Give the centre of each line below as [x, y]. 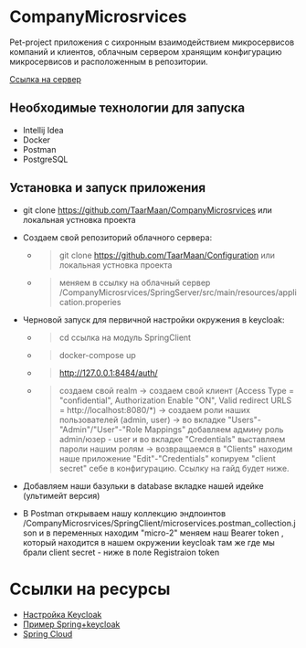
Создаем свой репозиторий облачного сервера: [117, 237]
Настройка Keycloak [62, 614]
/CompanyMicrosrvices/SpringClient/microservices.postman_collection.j [159, 523]
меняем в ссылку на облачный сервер [135, 282]
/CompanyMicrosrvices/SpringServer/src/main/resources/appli [178, 292]
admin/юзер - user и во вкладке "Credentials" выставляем [172, 439]
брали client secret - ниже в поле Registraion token [121, 552]
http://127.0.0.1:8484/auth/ [108, 373]
